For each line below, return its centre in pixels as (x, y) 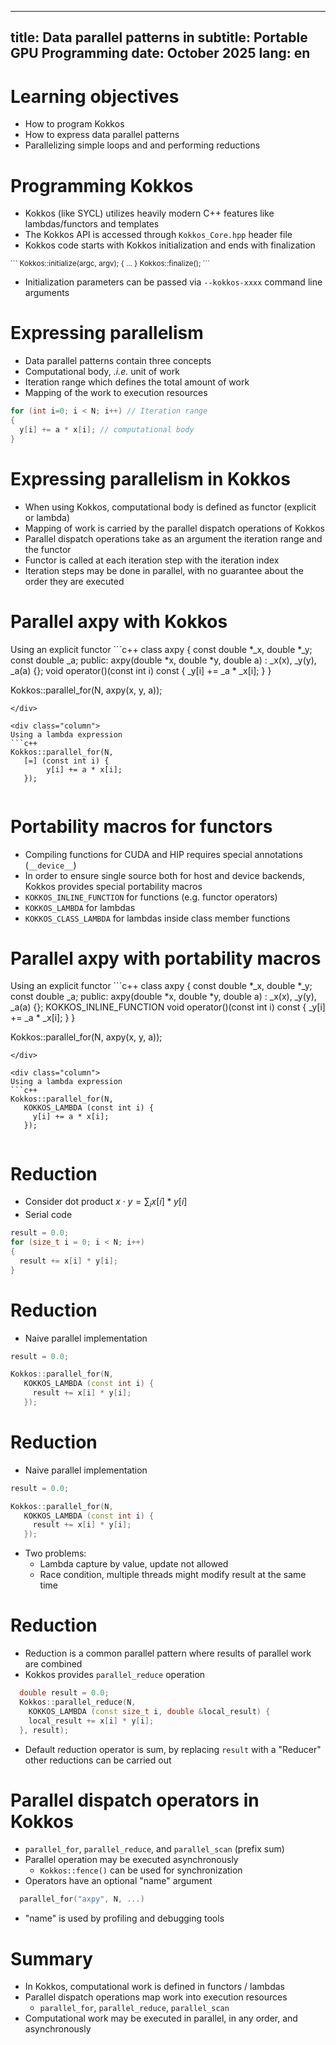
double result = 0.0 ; (64, 1693)
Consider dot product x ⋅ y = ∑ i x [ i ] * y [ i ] (106, 1203)
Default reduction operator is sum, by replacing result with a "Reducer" (173, 1749)
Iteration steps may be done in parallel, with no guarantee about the (164, 570)
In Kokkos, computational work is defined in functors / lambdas (154, 1987)
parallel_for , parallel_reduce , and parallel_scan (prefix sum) (154, 1849)
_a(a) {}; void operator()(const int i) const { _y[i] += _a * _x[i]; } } (141, 670)
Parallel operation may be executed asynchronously (131, 1860)
